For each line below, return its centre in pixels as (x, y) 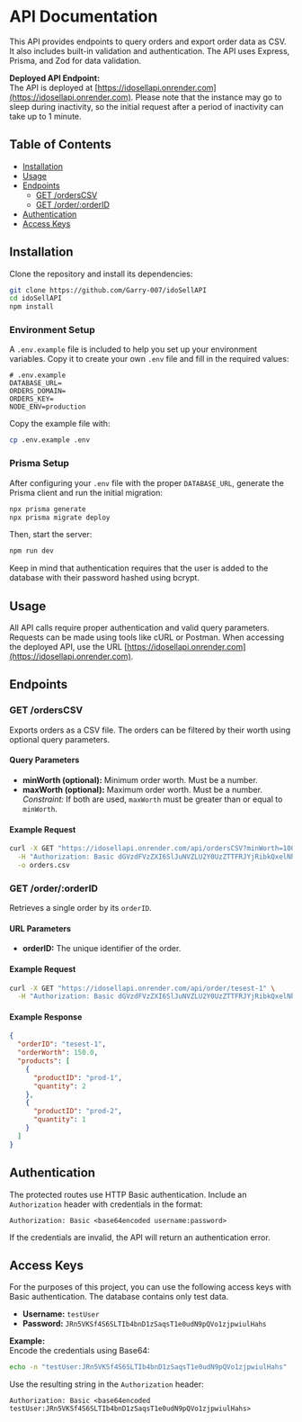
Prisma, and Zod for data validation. (75, 60)
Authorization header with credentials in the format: (106, 1204)
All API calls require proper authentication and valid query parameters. (139, 628)
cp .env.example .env (50, 440)
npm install (31, 307)
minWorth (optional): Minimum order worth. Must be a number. (140, 779)
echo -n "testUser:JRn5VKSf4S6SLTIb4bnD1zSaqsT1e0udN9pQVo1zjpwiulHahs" (148, 1367)
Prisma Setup (40, 463)
